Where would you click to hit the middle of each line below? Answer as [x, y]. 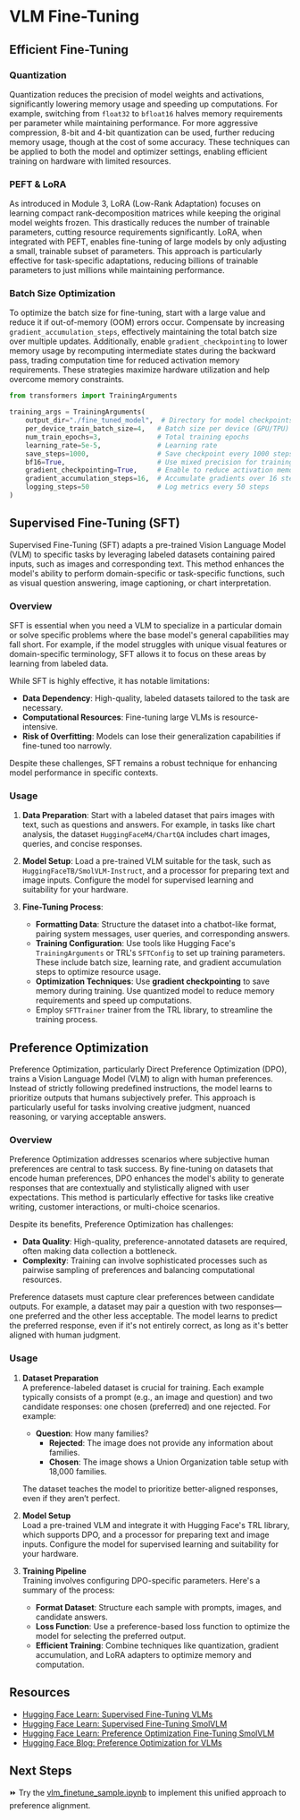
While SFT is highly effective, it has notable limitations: [109, 681]
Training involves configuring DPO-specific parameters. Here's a [141, 1580]
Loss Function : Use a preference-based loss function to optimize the [162, 1626]
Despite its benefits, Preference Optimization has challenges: [121, 1225]
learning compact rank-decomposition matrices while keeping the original [145, 213]
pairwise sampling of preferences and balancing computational [138, 1270]
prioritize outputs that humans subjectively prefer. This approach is [133, 1098]
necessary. [42, 708]
